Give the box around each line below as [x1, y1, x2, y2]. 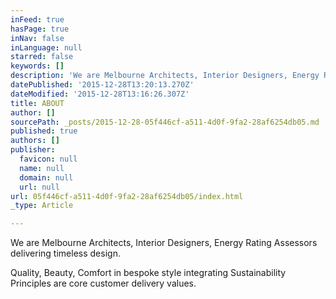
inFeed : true [10, 14, 65, 25]
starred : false [10, 52, 74, 62]
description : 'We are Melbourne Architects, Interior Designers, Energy [10, 71, 320, 81]
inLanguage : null [10, 42, 83, 53]
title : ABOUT [10, 98, 65, 108]
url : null [19, 182, 60, 192]
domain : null [19, 172, 74, 183]
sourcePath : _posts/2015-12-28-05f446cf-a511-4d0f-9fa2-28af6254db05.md [10, 117, 320, 127]
